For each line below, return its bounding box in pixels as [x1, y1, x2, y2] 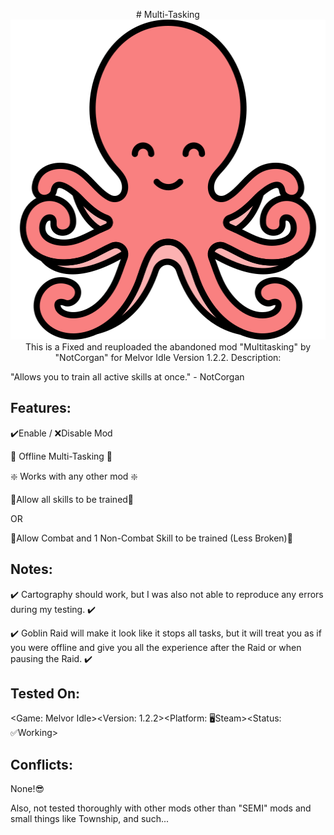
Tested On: [10, 685, 81, 703]
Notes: [10, 561, 53, 578]
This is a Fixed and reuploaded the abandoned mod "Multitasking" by [24, 341, 312, 353]
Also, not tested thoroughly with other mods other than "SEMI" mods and [10, 802, 312, 814]
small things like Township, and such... [10, 813, 170, 825]
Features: [10, 400, 72, 417]
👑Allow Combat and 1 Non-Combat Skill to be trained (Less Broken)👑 [10, 532, 293, 544]
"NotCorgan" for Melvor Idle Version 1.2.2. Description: [54, 352, 282, 363]
